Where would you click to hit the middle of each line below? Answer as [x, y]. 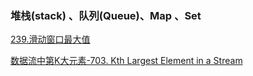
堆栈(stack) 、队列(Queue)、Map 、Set [106, 15]
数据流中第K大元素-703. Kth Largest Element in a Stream [126, 61]
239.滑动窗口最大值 [50, 39]
